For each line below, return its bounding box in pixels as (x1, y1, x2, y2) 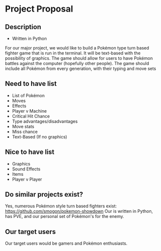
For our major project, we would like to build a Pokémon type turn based (5, 45, 149, 50)
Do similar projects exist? (5, 190, 83, 199)
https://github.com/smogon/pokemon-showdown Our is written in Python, (5, 208, 153, 214)
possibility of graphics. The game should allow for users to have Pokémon (5, 55, 153, 61)
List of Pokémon (12, 92, 45, 98)
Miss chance (12, 129, 38, 134)
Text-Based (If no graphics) (12, 134, 67, 139)
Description (5, 23, 41, 31)
